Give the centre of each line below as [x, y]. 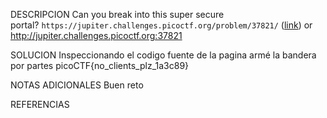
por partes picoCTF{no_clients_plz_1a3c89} [100, 65]
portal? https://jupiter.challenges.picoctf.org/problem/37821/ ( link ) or [161, 25]
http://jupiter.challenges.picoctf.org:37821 [96, 35]
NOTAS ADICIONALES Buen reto [77, 85]
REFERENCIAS [40, 104]
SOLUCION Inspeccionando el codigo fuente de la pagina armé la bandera [163, 55]
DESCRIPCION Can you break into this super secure [117, 14]
